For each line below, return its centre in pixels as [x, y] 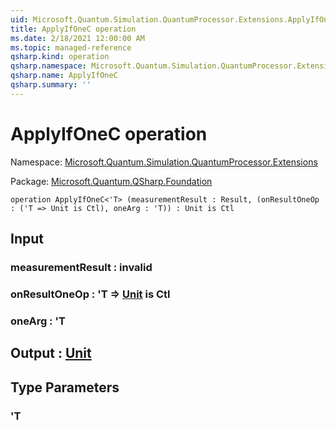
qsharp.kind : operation [60, 57]
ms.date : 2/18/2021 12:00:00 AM [77, 38]
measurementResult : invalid [81, 267]
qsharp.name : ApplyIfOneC [64, 76]
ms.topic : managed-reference [71, 47]
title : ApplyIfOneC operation [73, 29]
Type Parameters [65, 387]
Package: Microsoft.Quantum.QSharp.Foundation [111, 181]
